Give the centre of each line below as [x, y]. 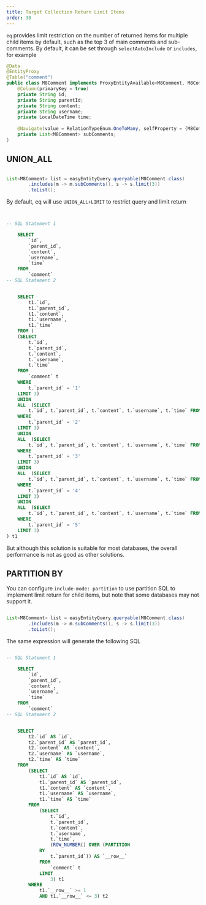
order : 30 [19, 18]
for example [21, 55]
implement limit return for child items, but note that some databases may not [103, 595]
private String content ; [49, 106]
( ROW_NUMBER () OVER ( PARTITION [90, 845]
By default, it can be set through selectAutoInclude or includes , [116, 48]
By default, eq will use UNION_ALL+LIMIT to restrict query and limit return [97, 202]
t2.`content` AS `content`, [64, 748]
